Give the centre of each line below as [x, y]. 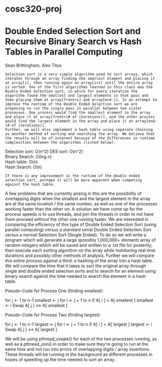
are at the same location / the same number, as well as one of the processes [81, 204]
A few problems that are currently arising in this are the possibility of [73, 194]
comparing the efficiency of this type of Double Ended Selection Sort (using [81, 224]
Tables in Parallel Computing [64, 52]
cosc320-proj [33, 9]
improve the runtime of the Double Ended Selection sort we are [71, 104]
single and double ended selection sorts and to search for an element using [81, 271]
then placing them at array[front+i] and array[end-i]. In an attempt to [81, 100]
